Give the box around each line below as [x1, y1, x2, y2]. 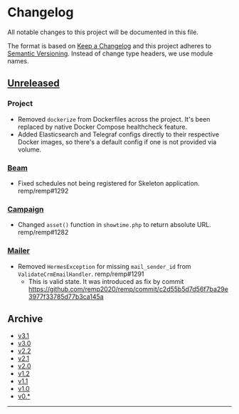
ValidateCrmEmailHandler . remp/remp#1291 [17, 270, 144, 278]
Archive [7, 312, 43, 324]
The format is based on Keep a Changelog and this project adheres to [7, 41, 212, 50]
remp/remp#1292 [17, 186, 69, 195]
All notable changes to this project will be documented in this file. [7, 28, 199, 36]
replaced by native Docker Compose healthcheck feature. [17, 122, 187, 131]
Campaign [7, 204, 44, 214]
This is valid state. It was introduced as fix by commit [28, 277, 184, 285]
